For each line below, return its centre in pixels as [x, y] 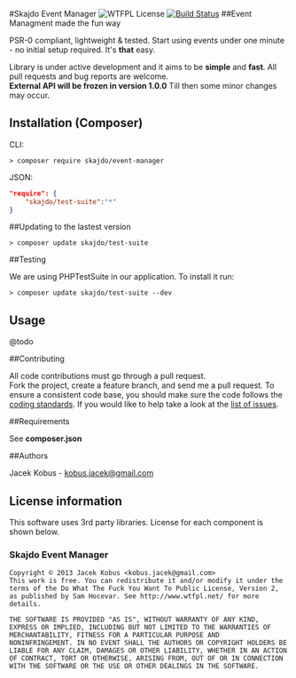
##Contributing [37, 359]
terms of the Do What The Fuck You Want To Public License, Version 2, [144, 589]
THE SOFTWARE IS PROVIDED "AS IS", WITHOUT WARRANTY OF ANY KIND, [134, 620]
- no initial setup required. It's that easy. [82, 50]
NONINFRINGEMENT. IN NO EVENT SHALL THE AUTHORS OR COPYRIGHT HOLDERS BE [148, 643]
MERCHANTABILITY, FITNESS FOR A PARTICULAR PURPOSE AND [114, 635]
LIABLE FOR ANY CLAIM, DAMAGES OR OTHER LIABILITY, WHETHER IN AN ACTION [148, 651]
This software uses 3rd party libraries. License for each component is [136, 523]
